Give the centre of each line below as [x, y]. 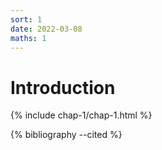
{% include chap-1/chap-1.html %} [81, 115]
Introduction [63, 87]
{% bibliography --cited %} [66, 135]
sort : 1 [26, 19]
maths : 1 [28, 38]
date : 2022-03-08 [46, 29]
